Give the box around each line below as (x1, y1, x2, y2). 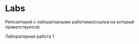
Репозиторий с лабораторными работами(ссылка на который (5, 19, 135, 25)
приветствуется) (5, 24, 40, 29)
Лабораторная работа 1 (5, 33, 54, 39)
